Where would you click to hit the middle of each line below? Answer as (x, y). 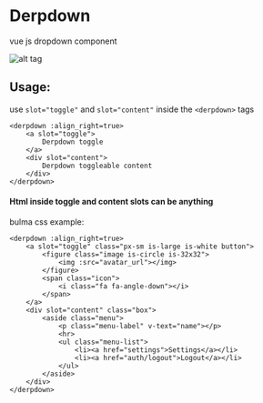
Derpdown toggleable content (97, 166)
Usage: (30, 87)
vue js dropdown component (63, 41)
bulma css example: (47, 222)
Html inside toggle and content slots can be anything (111, 202)
